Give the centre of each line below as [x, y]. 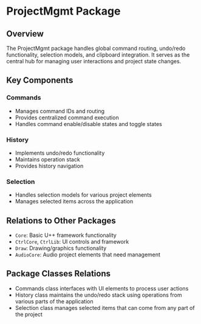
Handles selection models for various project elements [83, 195]
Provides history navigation [49, 166]
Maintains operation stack [47, 159]
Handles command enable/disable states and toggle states [88, 124]
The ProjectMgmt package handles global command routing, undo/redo [96, 48]
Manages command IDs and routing [60, 111]
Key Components [40, 80]
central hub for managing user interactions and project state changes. [94, 61]
